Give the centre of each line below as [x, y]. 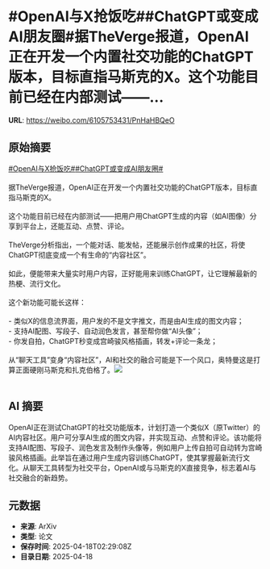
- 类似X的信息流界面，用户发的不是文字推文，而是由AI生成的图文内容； [126, 320]
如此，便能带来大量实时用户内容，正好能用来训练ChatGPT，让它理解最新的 [133, 273]
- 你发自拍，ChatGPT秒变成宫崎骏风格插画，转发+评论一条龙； [113, 341]
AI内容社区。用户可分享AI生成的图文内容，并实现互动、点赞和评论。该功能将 [135, 437]
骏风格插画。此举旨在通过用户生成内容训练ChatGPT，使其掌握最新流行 [126, 458]
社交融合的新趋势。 [40, 478]
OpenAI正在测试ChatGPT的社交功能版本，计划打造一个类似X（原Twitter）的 [134, 427]
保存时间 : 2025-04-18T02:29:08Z [76, 546]
